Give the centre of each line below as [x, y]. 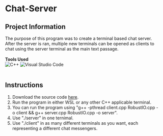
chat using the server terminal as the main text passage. [62, 49]
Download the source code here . [45, 97]
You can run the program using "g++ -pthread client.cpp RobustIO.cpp [84, 107]
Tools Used [17, 59]
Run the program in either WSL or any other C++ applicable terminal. [81, 102]
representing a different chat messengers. [55, 128]
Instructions [24, 85]
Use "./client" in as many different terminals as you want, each [75, 123]
